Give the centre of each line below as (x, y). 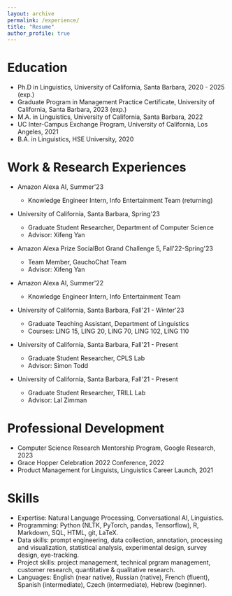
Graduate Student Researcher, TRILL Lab (87, 393)
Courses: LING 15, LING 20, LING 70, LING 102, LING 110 (108, 331)
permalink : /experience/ (43, 20)
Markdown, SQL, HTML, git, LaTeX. (68, 533)
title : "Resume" (31, 27)
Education (37, 68)
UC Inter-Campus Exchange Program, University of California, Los (113, 125)
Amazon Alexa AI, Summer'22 (60, 283)
